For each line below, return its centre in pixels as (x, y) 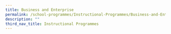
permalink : (17, 14)
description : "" (22, 19)
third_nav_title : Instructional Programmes (52, 24)
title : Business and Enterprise (39, 10)
